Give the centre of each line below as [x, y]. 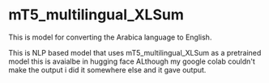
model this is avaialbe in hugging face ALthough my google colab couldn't [132, 61]
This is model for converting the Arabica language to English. [110, 37]
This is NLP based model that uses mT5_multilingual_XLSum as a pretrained [135, 52]
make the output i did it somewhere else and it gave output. [107, 69]
